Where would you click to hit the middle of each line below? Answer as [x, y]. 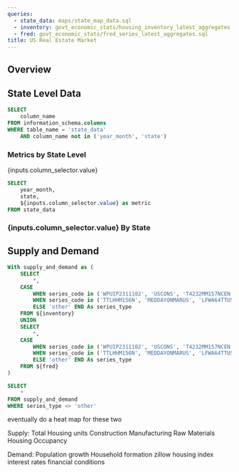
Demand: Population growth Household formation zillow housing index [111, 455]
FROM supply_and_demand [43, 399]
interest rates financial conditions [56, 462]
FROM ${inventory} [47, 314]
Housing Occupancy [37, 441]
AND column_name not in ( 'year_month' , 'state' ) [94, 136]
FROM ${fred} [39, 367]
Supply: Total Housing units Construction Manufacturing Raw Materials [111, 433]
